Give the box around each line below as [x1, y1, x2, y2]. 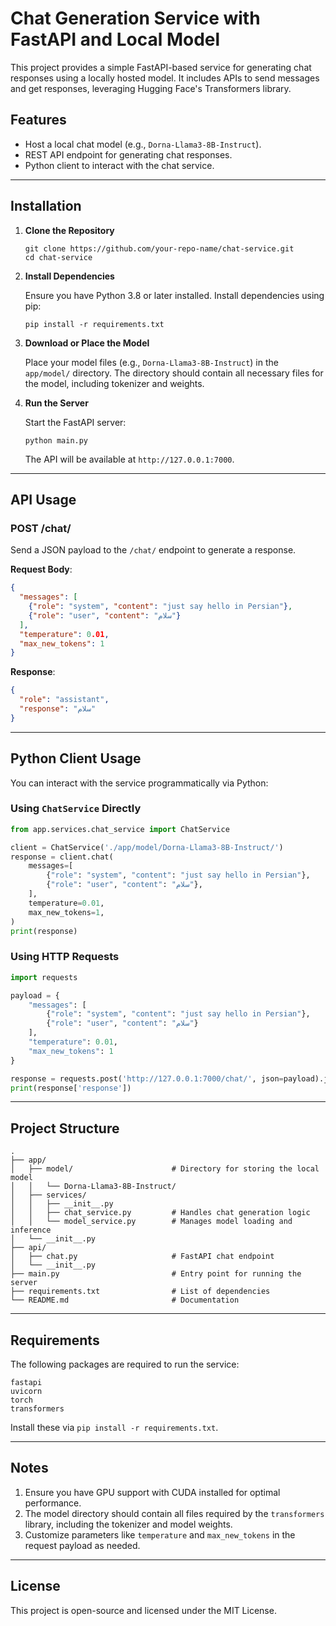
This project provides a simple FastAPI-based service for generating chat [10, 61, 312, 73]
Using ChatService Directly [10, 802, 142, 816]
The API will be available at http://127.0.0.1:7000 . [24, 453, 235, 465]
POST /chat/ [10, 521, 72, 535]
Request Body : [10, 563, 73, 576]
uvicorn [10, 1387, 43, 1397]
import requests [10, 972, 78, 982]
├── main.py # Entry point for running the [10, 1269, 302, 1279]
